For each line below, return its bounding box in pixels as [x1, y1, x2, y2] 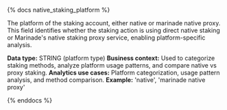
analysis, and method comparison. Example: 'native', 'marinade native [7, 76, 206, 84]
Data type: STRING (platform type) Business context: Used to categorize [7, 54, 215, 62]
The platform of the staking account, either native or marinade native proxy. [7, 19, 221, 27]
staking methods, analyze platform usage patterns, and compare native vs [7, 61, 217, 69]
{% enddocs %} [7, 96, 53, 105]
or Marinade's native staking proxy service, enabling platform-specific [7, 33, 206, 42]
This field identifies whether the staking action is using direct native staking [7, 27, 221, 34]
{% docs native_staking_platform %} [7, 6, 110, 14]
